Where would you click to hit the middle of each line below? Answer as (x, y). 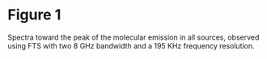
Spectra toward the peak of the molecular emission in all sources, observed (133, 37)
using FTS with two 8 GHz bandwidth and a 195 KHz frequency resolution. (131, 45)
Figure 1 (34, 15)
